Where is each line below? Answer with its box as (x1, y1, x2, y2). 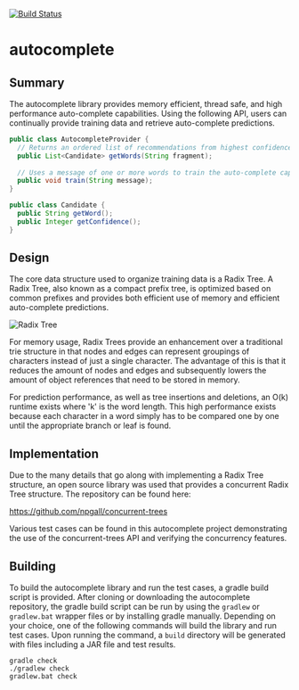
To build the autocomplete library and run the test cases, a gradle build (9, 582, 270, 593)
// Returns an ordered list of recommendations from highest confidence (17, 143, 293, 152)
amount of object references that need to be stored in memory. (9, 374, 240, 385)
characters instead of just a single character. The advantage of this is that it (9, 356, 287, 366)
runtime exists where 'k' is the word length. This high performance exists (9, 401, 277, 412)
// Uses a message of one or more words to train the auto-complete (17, 168, 277, 177)
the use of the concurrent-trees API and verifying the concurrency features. (9, 533, 287, 544)
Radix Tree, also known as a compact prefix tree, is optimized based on (9, 283, 271, 294)
